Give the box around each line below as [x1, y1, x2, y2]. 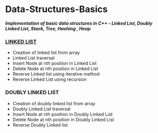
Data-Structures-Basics [5, 4, 108, 15]
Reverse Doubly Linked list [12, 122, 68, 128]
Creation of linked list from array [12, 49, 80, 56]
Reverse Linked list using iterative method [12, 71, 100, 77]
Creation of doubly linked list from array [12, 100, 96, 106]
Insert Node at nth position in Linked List [12, 60, 97, 66]
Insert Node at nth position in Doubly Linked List [12, 111, 113, 117]
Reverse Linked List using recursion [12, 77, 87, 83]
